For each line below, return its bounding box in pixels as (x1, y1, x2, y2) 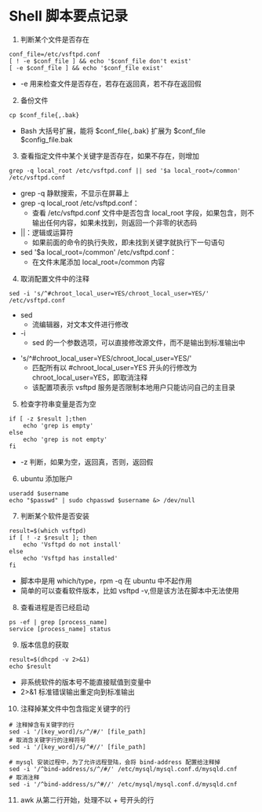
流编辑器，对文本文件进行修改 (31, 319, 129, 329)
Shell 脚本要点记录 (9, 7, 129, 25)
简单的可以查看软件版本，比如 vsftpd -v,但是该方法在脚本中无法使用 (20, 586, 240, 595)
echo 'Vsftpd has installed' (23, 554, 118, 562)
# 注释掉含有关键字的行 (9, 721, 75, 729)
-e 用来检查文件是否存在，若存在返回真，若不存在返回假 (20, 79, 202, 88)
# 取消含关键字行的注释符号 (9, 736, 87, 744)
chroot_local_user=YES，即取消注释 (31, 373, 148, 382)
